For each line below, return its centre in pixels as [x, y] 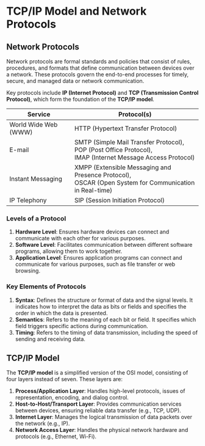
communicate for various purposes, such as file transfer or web [95, 265]
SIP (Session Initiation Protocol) [119, 200]
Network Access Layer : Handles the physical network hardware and [102, 430]
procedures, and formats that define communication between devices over [100, 68]
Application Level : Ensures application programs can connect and [99, 258]
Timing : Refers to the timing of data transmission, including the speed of [106, 332]
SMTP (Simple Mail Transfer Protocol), [129, 142]
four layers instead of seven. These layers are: [65, 379]
